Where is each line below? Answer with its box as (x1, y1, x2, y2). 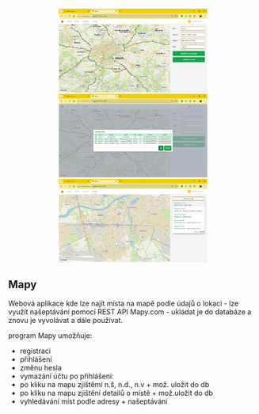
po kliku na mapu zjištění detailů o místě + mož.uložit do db (19, 389, 214, 398)
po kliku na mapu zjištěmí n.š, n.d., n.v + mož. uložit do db (19, 380, 210, 389)
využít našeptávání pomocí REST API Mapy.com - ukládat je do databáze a (8, 307, 252, 317)
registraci (19, 346, 51, 356)
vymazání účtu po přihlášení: (19, 371, 114, 381)
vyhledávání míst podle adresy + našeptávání (19, 397, 168, 406)
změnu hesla (19, 363, 62, 373)
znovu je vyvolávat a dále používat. (8, 316, 124, 325)
